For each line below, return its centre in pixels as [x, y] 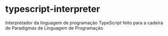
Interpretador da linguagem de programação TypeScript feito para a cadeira [84, 23]
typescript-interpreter [53, 9]
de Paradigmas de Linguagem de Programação [54, 28]
